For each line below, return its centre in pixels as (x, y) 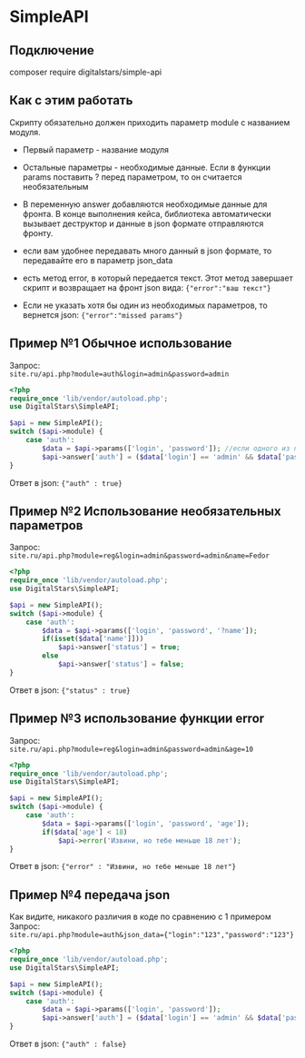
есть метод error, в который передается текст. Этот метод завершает (157, 278)
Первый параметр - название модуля (96, 149)
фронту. (38, 232)
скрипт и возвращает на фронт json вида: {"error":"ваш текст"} (147, 287)
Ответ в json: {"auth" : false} (68, 1044)
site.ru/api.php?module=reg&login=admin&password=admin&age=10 (132, 749)
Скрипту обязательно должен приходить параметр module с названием (150, 122)
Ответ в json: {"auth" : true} (66, 482)
